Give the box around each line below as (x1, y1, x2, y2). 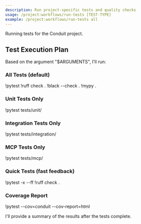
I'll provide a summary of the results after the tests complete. (5, 213, 132, 219)
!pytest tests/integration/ (5, 131, 56, 137)
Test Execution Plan (5, 45, 69, 54)
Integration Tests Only (5, 119, 61, 126)
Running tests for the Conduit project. (5, 31, 83, 37)
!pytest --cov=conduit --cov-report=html (5, 203, 90, 209)
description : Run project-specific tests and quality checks (5, 7, 136, 13)
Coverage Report (5, 192, 48, 199)
